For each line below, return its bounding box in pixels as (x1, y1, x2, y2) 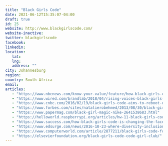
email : (5, 82, 19, 87)
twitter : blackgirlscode (5, 36, 57, 41)
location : (5, 49, 26, 54)
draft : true (5, 17, 30, 22)
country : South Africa (5, 77, 52, 82)
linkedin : (5, 45, 26, 50)
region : (5, 73, 21, 78)
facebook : (5, 40, 26, 45)
